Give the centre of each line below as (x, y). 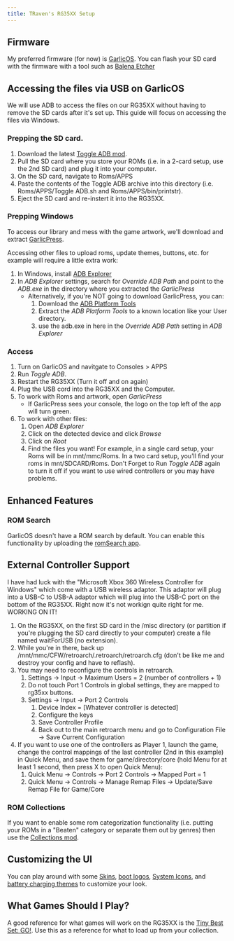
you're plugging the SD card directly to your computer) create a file (114, 633)
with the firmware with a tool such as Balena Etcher (81, 67)
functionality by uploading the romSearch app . (74, 543)
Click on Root (47, 441)
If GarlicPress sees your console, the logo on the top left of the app (124, 404)
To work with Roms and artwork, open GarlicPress (90, 397)
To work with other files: (52, 419)
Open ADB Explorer (56, 426)
